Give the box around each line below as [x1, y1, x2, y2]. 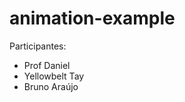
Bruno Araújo [23, 80, 79, 92]
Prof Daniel [23, 59, 71, 71]
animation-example [9, 7, 176, 30]
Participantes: [9, 40, 67, 52]
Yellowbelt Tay [23, 70, 85, 82]
